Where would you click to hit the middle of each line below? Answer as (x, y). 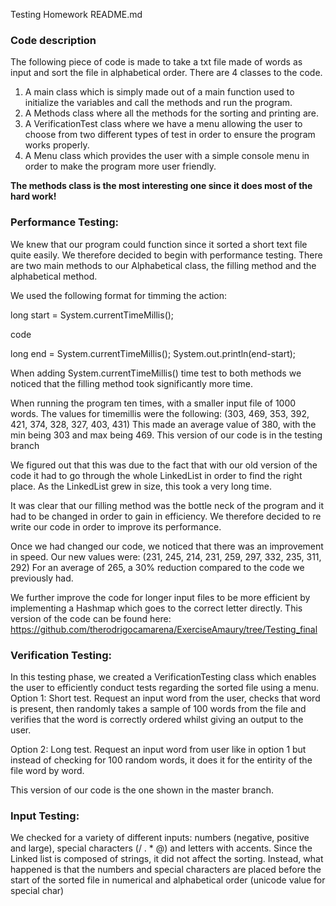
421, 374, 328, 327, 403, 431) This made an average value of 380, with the (163, 424)
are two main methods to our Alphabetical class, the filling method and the (163, 265)
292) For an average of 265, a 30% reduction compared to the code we (157, 567)
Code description (53, 40)
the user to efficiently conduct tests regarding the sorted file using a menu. (165, 687)
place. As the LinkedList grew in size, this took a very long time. (141, 486)
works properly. (57, 145)
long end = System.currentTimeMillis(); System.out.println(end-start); (153, 353)
